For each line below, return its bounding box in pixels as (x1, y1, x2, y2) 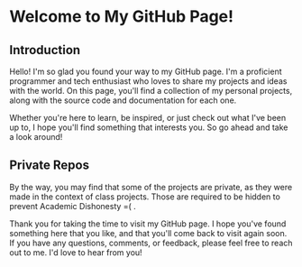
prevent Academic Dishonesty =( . (9, 200, 137, 211)
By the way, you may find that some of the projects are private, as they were (9, 181, 293, 192)
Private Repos (9, 158, 90, 173)
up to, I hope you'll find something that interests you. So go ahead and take (9, 122, 288, 133)
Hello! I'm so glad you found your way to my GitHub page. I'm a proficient (9, 66, 282, 77)
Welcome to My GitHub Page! (9, 6, 234, 27)
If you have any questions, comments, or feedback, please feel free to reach (9, 237, 293, 248)
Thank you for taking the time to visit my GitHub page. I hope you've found (9, 218, 287, 229)
